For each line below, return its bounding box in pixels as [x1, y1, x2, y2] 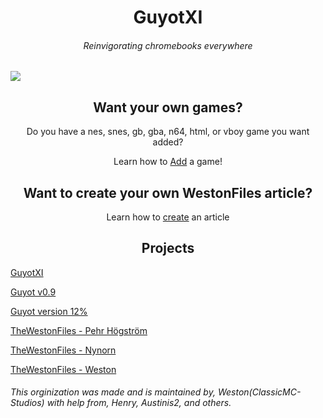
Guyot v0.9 [10, 286, 57, 298]
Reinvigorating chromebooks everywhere [83, 39, 253, 51]
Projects [141, 240, 195, 257]
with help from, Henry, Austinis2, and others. [46, 397, 232, 409]
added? [152, 136, 184, 148]
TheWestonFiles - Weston [10, 363, 117, 375]
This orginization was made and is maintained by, [10, 386, 216, 398]
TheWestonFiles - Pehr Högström [10, 324, 148, 336]
